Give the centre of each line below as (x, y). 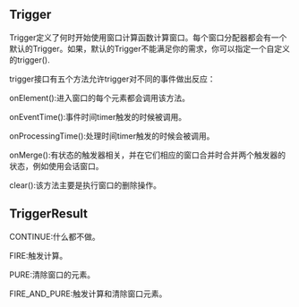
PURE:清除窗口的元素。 (52, 274)
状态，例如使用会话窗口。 (56, 166)
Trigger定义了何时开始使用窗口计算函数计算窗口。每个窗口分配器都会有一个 (148, 37)
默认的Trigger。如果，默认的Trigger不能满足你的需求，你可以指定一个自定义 (150, 48)
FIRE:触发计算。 (38, 255)
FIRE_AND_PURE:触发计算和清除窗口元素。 (88, 294)
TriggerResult (48, 214)
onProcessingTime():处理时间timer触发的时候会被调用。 (112, 136)
